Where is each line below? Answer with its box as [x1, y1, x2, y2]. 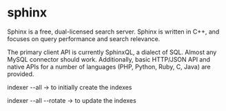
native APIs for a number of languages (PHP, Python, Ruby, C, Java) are [7, 62, 211, 71]
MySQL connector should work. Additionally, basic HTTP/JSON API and [7, 55, 211, 63]
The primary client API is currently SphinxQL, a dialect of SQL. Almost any [7, 48, 217, 56]
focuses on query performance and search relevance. [7, 34, 161, 42]
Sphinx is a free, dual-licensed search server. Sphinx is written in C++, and [7, 27, 220, 36]
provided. [7, 70, 34, 78]
